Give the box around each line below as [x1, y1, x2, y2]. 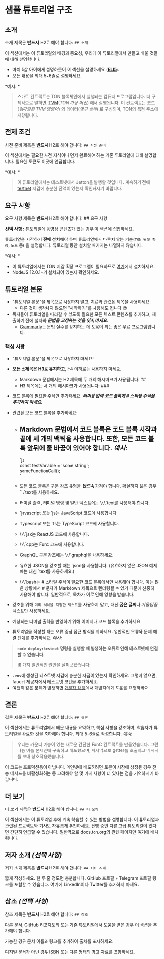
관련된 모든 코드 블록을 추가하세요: [12, 409, 78, 416]
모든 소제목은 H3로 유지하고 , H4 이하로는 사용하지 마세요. [12, 366, 121, 372]
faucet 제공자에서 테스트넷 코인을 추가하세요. [12, 678, 99, 684]
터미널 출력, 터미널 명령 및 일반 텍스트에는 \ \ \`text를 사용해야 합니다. [19, 500, 150, 506]
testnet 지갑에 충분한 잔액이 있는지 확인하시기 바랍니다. [17, 185, 123, 191]
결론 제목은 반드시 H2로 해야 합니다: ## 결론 [5, 714, 88, 720]
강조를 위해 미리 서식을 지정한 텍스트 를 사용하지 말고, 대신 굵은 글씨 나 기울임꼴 [12, 601, 158, 607]
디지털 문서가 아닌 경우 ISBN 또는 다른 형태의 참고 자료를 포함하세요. [5, 949, 135, 955]
